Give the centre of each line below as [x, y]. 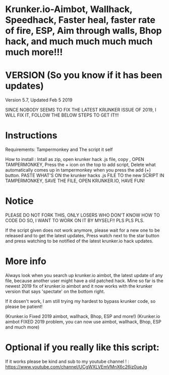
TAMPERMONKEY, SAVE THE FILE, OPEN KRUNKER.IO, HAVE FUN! [75, 181]
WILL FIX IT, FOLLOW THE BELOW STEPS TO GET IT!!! [62, 115]
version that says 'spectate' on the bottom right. [55, 291]
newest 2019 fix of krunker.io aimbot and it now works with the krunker [79, 286]
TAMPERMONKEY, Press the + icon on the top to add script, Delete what [80, 165]
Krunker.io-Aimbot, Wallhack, [69, 9]
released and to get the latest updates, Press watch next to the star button [82, 235]
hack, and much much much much [79, 42]
